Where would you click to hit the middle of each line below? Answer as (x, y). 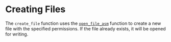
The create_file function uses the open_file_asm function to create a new (83, 23)
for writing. (17, 34)
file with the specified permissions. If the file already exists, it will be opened (86, 28)
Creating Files (35, 9)
